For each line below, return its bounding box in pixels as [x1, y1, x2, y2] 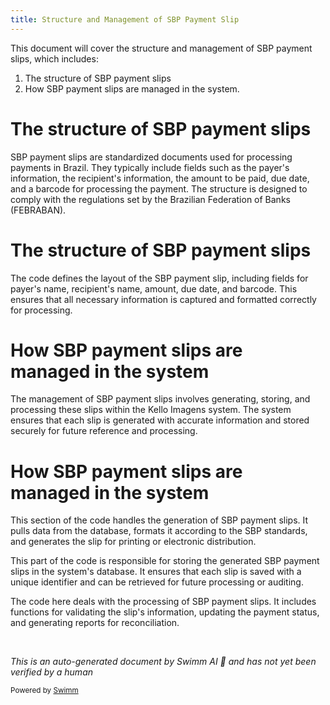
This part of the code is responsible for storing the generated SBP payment [10, 555, 320, 567]
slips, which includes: [10, 52, 99, 65]
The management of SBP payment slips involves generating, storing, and [10, 393, 311, 405]
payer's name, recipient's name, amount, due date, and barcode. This [10, 282, 298, 295]
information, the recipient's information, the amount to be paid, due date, [10, 172, 310, 184]
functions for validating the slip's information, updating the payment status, [10, 606, 320, 618]
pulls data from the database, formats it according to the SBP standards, [10, 525, 308, 537]
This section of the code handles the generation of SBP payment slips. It [10, 514, 309, 526]
